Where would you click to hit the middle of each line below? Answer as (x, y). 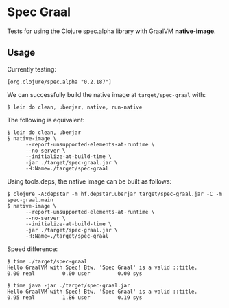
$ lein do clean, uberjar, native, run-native (75, 107)
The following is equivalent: (46, 120)
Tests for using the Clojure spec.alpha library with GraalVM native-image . (111, 31)
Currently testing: (32, 69)
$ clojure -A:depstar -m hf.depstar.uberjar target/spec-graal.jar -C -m (115, 194)
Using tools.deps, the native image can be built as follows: (89, 181)
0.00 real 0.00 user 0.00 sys (75, 273)
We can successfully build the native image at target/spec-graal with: (106, 94)
